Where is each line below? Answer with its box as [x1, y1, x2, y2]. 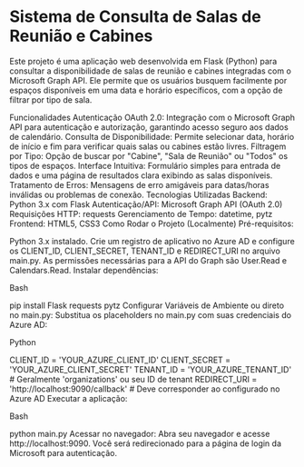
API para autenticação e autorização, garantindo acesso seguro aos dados [9, 121, 289, 133]
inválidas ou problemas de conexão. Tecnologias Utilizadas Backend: [9, 189, 268, 200]
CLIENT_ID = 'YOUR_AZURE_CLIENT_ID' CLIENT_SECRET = [9, 354, 231, 365]
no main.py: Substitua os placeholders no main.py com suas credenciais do [9, 309, 292, 320]
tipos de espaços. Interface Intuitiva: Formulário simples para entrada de [9, 160, 281, 171]
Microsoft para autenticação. [9, 447, 118, 458]
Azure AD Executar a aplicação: [9, 392, 128, 403]
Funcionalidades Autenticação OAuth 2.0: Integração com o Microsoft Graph [9, 112, 296, 123]
